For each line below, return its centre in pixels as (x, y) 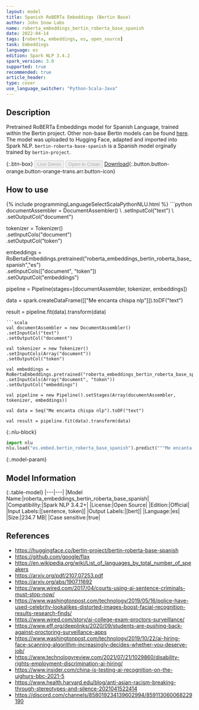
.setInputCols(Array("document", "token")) (61, 379)
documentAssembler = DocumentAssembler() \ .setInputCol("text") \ (90, 210)
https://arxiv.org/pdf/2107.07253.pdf (59, 575)
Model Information (41, 478)
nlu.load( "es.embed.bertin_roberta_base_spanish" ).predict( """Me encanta (99, 448)
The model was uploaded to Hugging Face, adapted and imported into (92, 139)
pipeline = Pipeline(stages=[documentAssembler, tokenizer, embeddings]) (97, 289)
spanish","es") (24, 264)
